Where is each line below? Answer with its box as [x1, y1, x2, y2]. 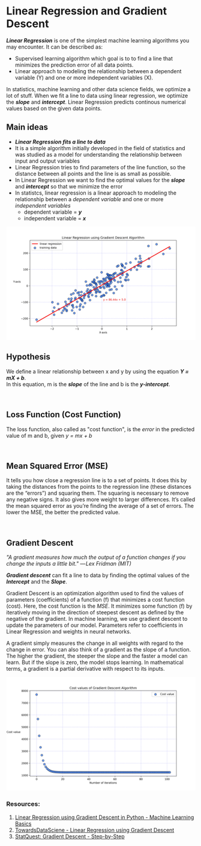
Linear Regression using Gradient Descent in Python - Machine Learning [14, 814, 194, 821]
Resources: [6, 800, 40, 808]
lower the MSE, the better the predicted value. [6, 509, 120, 516]
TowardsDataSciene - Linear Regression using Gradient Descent [14, 826, 175, 833]
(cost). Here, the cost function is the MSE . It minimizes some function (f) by [6, 602, 193, 610]
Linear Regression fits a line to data [14, 138, 106, 145]
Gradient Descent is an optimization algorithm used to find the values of [6, 590, 184, 597]
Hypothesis [6, 352, 51, 362]
